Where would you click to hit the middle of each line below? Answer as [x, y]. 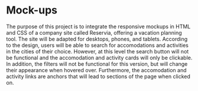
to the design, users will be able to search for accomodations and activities [98, 45]
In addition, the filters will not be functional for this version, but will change [97, 64]
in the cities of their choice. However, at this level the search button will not [98, 51]
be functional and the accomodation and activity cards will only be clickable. [99, 58]
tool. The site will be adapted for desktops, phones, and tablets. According [97, 39]
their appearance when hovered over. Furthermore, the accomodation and [96, 70]
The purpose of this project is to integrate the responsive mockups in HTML [98, 26]
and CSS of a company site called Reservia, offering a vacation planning [94, 32]
